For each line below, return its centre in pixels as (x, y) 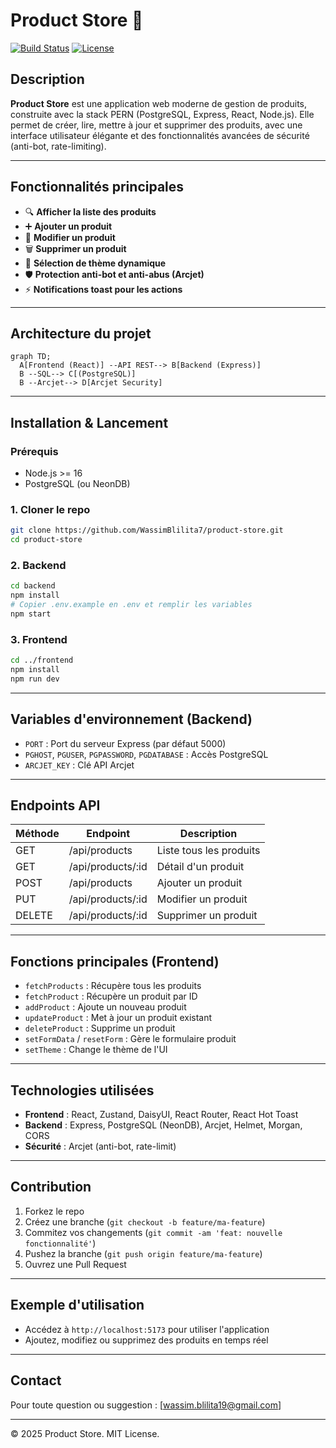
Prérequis (34, 451)
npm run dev (35, 679)
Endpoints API (55, 805)
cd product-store (46, 540)
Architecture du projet (81, 333)
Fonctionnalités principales (97, 187)
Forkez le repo (54, 1211)
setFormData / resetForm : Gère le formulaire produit (130, 1039)
